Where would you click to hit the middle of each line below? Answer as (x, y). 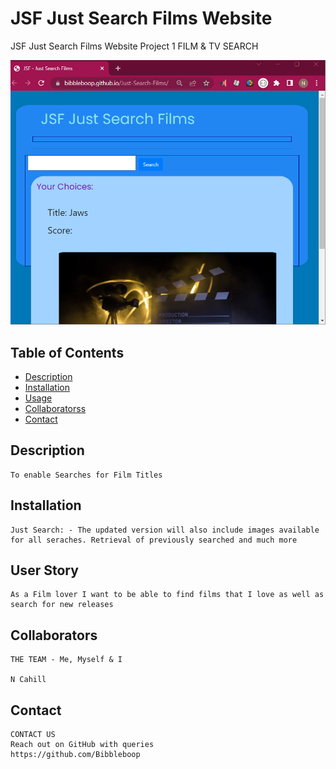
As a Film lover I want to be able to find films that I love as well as (167, 595)
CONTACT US (33, 735)
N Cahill (28, 680)
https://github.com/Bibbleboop (75, 755)
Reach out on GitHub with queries (82, 745)
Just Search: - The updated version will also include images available (165, 530)
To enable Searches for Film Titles (86, 475)
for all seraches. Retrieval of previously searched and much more (154, 540)
